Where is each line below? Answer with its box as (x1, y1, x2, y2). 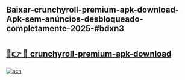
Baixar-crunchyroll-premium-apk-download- (6, 5, 180, 15)
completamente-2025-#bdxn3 (6, 23, 125, 34)
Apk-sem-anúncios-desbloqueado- (6, 14, 143, 25)
